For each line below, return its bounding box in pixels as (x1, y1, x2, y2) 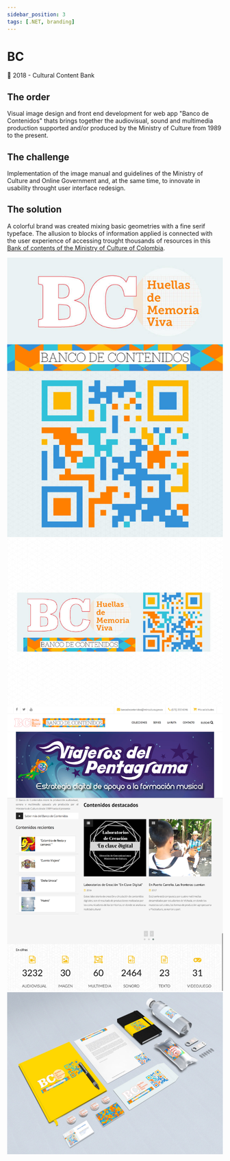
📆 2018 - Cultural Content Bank (7, 71, 94, 80)
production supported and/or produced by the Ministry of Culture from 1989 (7, 124, 222, 132)
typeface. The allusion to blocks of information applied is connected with (7, 229, 213, 237)
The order (7, 91, 50, 103)
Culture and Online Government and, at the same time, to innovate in (7, 177, 201, 185)
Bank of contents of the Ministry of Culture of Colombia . (7, 243, 166, 252)
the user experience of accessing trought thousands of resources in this (7, 237, 211, 245)
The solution (7, 204, 62, 215)
